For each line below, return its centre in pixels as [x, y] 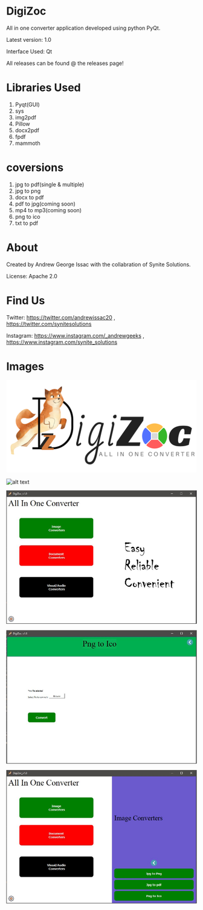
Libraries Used [43, 88]
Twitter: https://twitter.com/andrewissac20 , [61, 317]
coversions [35, 168]
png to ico [27, 216]
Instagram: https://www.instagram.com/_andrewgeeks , [76, 335]
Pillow [22, 124]
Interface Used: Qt [29, 51]
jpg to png [28, 191]
